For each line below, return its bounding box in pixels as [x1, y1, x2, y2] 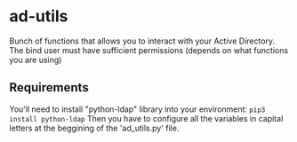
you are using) [9, 54, 62, 65]
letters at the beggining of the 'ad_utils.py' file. [9, 122, 180, 133]
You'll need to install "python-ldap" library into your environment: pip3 [9, 104, 266, 114]
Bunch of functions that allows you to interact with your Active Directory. [9, 35, 276, 46]
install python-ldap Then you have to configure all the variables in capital [9, 113, 284, 123]
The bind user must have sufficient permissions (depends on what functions [9, 44, 289, 55]
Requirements [9, 80, 89, 95]
